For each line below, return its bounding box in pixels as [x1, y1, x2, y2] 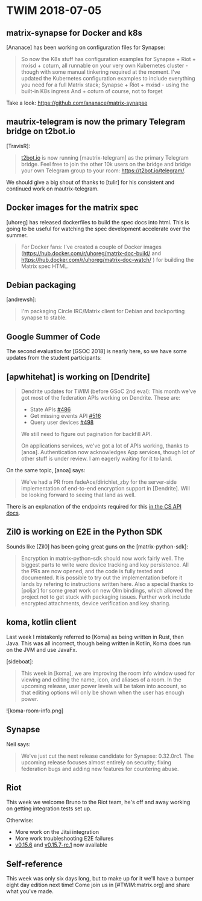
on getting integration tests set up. [6, 805, 92, 812]
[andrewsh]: [6, 296, 37, 303]
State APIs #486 [30, 406, 71, 413]
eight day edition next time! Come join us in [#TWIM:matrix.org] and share [6, 881, 191, 889]
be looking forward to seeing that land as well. [21, 491, 136, 499]
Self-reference [6, 859, 63, 869]
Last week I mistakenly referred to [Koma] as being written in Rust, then [6, 633, 184, 640]
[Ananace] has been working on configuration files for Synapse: [6, 44, 165, 51]
